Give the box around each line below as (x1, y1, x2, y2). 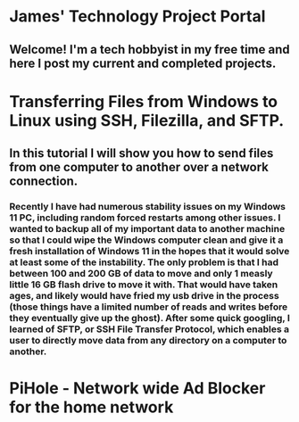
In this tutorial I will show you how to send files (9, 145, 274, 161)
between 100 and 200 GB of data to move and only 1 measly (9, 268, 274, 280)
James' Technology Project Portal (9, 6, 266, 27)
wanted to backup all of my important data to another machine (9, 223, 286, 236)
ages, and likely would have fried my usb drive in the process (9, 290, 279, 302)
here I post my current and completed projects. (9, 55, 277, 70)
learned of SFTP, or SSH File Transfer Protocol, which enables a (9, 323, 290, 335)
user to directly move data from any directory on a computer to (9, 335, 287, 347)
